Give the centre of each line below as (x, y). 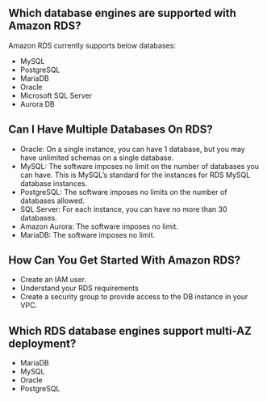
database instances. (54, 183)
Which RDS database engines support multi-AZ (130, 331)
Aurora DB (37, 103)
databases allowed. (52, 200)
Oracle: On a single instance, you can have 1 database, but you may (133, 149)
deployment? (42, 343)
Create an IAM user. (53, 280)
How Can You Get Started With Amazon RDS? (124, 261)
